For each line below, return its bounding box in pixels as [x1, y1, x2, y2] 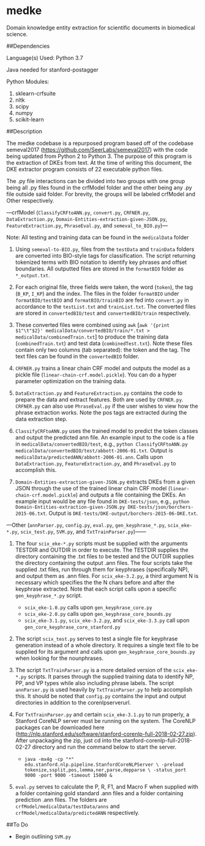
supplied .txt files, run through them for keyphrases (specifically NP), [15, 566, 190, 573]
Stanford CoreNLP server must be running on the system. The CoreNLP [15, 717, 196, 724]
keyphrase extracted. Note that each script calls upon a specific [15, 585, 177, 593]
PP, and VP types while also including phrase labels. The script [15, 679, 174, 686]
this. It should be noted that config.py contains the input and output [15, 692, 187, 700]
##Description [6, 127, 43, 135]
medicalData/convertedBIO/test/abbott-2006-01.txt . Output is [15, 446, 173, 454]
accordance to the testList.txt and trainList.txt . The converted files [15, 302, 196, 310]
